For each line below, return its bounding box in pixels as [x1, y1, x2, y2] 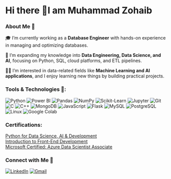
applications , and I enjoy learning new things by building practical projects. [5, 73, 165, 79]
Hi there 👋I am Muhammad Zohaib [5, 5, 153, 16]
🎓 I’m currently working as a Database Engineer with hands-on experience [5, 35, 166, 41]
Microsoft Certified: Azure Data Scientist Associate [5, 144, 113, 150]
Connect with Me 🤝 [5, 156, 54, 164]
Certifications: [5, 121, 42, 128]
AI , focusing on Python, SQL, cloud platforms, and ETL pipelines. [5, 57, 142, 64]
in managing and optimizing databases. [5, 42, 89, 48]
